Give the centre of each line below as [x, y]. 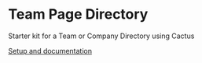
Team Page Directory [78, 14]
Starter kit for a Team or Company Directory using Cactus [101, 36]
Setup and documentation [50, 51]
